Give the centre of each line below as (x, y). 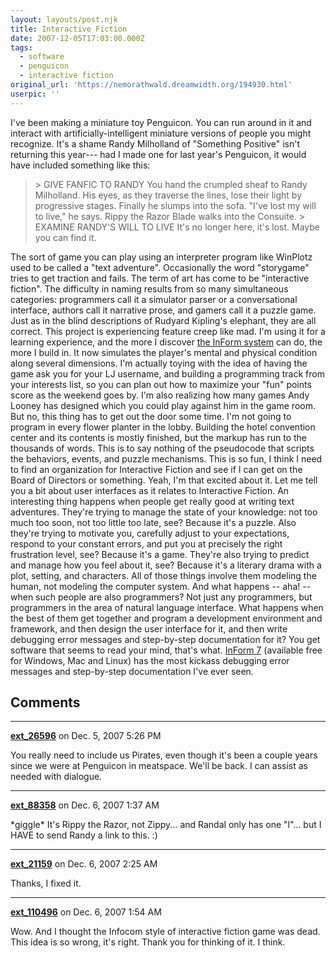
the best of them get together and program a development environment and (166, 618)
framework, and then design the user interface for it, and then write (149, 628)
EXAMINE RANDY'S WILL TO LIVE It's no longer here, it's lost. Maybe (177, 227)
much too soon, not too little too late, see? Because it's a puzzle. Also (153, 522)
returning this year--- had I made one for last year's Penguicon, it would (158, 154)
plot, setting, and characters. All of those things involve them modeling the (163, 575)
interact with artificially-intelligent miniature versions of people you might (161, 133)
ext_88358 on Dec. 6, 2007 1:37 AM (85, 805)
